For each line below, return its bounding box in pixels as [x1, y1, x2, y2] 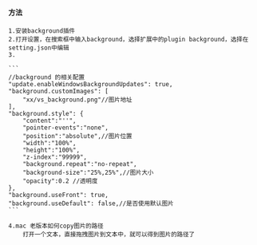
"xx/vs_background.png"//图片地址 [22, 96, 133, 104]
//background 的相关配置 [8, 73, 85, 81]
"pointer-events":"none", [22, 124, 109, 132]
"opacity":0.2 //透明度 [22, 177, 98, 185]
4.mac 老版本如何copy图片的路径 [8, 222, 104, 231]
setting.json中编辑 [8, 44, 69, 52]
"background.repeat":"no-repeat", [22, 160, 137, 168]
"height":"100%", [22, 146, 81, 155]
